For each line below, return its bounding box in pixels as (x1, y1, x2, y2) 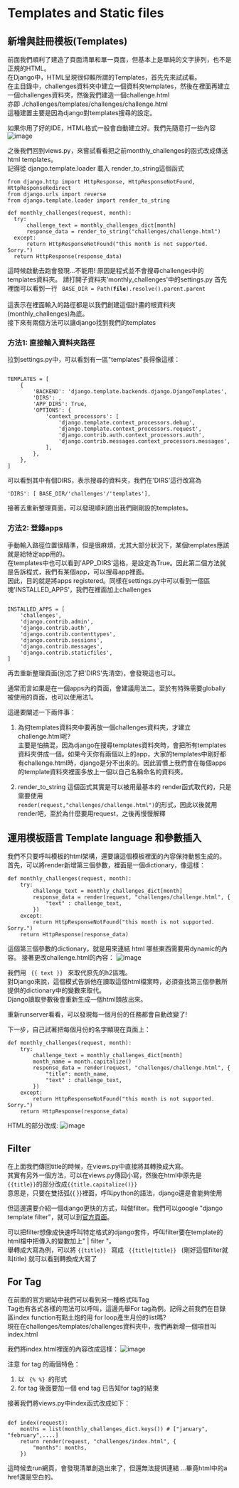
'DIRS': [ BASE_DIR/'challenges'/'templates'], (7, 491, 152, 498)
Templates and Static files (7, 5, 165, 21)
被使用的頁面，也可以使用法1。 (7, 692, 97, 701)
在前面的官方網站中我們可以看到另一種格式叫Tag (7, 1295, 149, 1304)
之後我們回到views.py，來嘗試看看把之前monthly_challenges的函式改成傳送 (7, 146, 229, 154)
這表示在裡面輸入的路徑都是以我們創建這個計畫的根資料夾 (7, 301, 176, 309)
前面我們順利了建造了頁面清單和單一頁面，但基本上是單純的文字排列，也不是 (7, 55, 232, 63)
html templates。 (7, 155, 58, 164)
